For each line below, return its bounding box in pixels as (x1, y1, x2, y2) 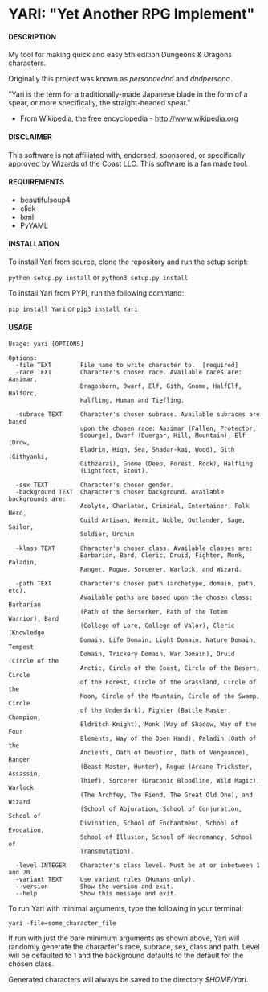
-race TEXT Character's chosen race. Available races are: (15, 368, 242, 377)
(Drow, (8, 439, 30, 447)
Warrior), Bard (8, 615, 59, 623)
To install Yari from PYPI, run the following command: (8, 288, 185, 298)
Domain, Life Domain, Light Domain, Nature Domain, (79, 636, 257, 644)
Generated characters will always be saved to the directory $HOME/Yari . (8, 975, 249, 985)
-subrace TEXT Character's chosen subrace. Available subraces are (15, 411, 261, 419)
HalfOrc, (8, 390, 38, 398)
